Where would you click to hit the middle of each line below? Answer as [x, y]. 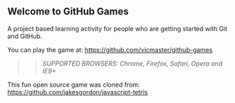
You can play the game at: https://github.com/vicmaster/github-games [110, 49]
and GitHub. [25, 36]
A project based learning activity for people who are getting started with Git [117, 28]
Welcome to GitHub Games [68, 12]
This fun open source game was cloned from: [74, 85]
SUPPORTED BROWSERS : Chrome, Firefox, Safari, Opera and [132, 63]
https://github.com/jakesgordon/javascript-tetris [78, 92]
